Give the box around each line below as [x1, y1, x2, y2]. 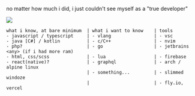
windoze [6, 75, 26, 80]
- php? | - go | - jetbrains [6, 44, 189, 49]
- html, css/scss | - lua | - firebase [6, 54, 187, 60]
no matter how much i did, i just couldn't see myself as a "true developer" [6, 5, 188, 12]
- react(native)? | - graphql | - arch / [6, 59, 181, 65]
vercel [6, 85, 23, 91]
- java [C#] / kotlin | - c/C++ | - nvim [6, 38, 176, 44]
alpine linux [6, 64, 39, 70]
